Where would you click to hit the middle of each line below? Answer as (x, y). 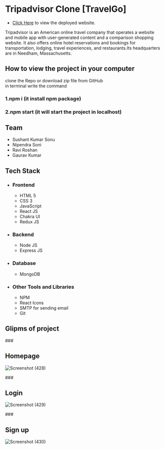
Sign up (17, 430)
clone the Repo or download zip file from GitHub (54, 80)
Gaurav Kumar (27, 155)
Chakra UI (30, 217)
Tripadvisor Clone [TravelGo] (66, 9)
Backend (23, 235)
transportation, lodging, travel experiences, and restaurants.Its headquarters (83, 48)
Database (24, 263)
